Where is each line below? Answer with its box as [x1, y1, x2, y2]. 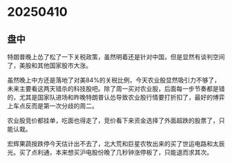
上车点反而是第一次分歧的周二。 [7, 102, 98, 110]
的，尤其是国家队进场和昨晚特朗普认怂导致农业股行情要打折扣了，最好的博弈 [7, 94, 225, 101]
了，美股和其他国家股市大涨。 [7, 61, 92, 69]
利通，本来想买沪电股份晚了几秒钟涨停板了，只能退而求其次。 [37, 149, 213, 156]
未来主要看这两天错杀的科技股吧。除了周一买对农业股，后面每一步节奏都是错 [7, 85, 225, 93]
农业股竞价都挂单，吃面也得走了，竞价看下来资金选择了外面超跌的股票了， [7, 116, 219, 124]
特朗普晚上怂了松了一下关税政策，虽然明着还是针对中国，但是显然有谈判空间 [7, 53, 225, 61]
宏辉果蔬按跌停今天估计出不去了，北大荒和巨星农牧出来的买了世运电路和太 [7, 140, 219, 148]
